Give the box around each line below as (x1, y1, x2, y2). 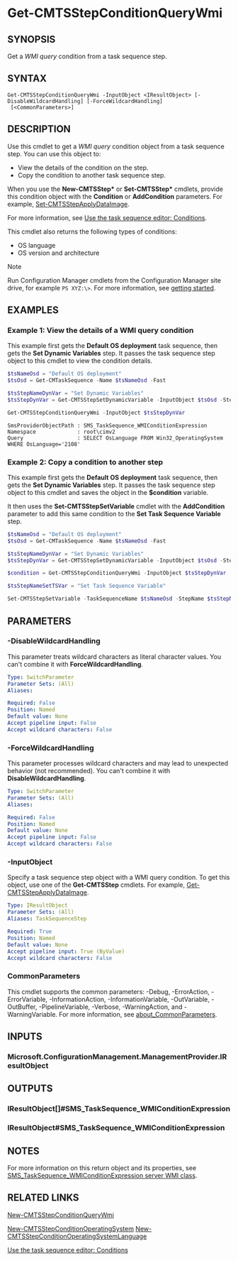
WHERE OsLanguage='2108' (7, 440, 81, 448)
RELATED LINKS (7, 1191, 79, 1204)
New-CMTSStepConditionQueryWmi (7, 1211, 115, 1219)
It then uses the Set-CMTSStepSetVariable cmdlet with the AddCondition (7, 502, 225, 511)
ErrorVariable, (7, 995, 48, 1003)
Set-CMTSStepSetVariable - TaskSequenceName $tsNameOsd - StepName (7, 595, 204, 603)
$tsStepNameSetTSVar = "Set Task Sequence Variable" (7, 582, 166, 590)
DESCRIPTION (7, 123, 71, 136)
